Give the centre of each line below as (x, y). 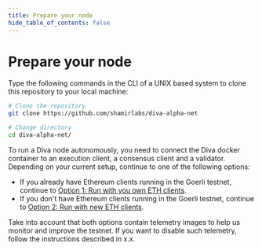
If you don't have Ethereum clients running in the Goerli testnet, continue (137, 198)
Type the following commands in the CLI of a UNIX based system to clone (127, 83)
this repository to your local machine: (68, 92)
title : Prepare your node (50, 15)
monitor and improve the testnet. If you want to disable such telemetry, (122, 230)
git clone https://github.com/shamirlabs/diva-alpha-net (103, 114)
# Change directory (40, 128)
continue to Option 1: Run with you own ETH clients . (103, 190)
